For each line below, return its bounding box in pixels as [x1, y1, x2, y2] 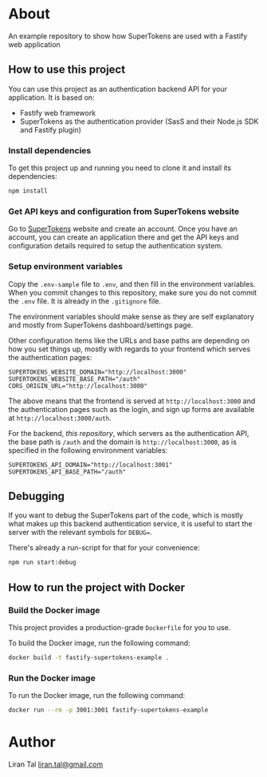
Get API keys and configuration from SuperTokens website [8, 205, 240, 216]
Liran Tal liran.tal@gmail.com [8, 759, 104, 769]
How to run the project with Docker [8, 581, 186, 594]
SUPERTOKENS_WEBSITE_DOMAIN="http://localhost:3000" [8, 368, 187, 376]
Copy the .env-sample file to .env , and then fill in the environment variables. [8, 279, 256, 288]
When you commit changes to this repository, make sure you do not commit [8, 287, 257, 297]
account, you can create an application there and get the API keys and [8, 232, 239, 242]
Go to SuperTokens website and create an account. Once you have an [8, 224, 238, 234]
